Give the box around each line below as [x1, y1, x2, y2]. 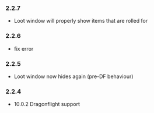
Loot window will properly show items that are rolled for [13, 17, 148, 24]
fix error [13, 45, 34, 52]
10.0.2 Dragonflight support [13, 101, 80, 108]
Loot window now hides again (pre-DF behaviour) [13, 73, 134, 80]
